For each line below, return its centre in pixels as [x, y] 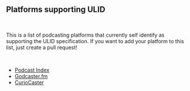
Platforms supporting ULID [56, 10]
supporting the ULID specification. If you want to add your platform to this [95, 41]
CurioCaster [29, 82]
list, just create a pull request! [42, 47]
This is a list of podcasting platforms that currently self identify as [85, 35]
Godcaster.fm [31, 76]
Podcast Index [32, 70]
